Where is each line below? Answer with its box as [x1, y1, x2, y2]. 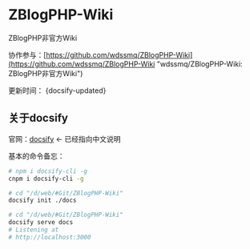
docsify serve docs [8, 219, 74, 227]
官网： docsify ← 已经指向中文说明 [8, 134, 122, 143]
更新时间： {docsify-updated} [8, 86, 107, 95]
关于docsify [8, 111, 68, 125]
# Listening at [8, 226, 59, 234]
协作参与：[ [8, 50, 46, 59]
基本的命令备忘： [8, 151, 65, 161]
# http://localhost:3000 [8, 233, 91, 241]
